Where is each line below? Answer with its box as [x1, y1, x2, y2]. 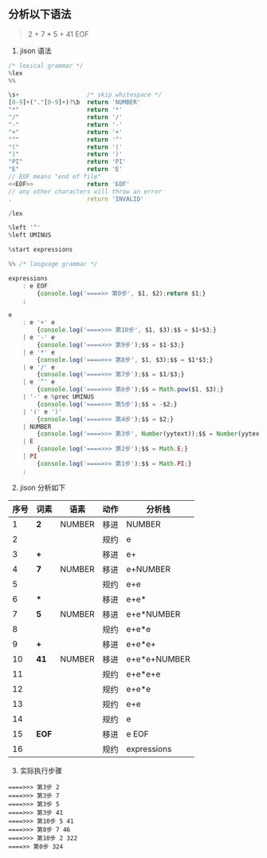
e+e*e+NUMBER [126, 653, 190, 665]
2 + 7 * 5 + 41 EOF [27, 29, 89, 38]
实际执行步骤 [19, 765, 62, 775]
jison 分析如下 [19, 483, 66, 492]
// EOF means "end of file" [8, 173, 102, 181]
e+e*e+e [126, 668, 161, 679]
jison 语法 [19, 46, 52, 55]
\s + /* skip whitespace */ [8, 91, 162, 99]
